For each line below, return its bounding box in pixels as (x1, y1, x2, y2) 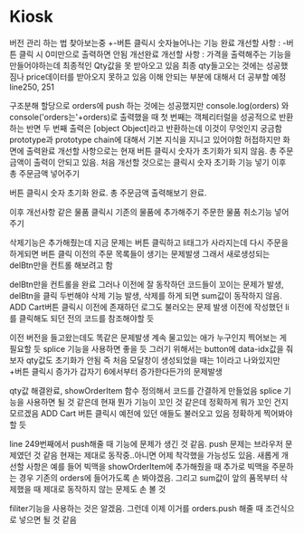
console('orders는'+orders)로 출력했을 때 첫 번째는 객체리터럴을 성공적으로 (9, 111, 278, 122)
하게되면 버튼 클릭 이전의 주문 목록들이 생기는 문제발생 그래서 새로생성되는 (9, 248, 271, 259)
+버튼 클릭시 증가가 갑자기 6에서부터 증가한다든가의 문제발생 (9, 366, 223, 376)
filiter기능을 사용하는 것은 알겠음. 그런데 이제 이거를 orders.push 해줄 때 (9, 502, 264, 513)
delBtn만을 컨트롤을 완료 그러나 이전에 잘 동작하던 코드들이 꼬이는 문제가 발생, (9, 279, 284, 290)
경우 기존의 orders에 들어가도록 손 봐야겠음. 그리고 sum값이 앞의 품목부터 (18, 472, 279, 483)
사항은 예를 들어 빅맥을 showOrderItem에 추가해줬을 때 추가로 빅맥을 (25, 461, 270, 471)
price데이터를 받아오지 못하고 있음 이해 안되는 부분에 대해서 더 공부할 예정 (25, 71, 287, 82)
